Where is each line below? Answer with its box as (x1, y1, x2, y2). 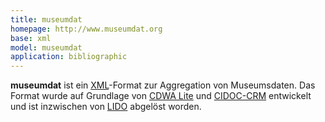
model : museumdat (10, 42, 83, 53)
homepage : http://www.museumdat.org (10, 24, 163, 34)
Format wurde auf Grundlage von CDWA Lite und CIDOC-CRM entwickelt (10, 90, 312, 102)
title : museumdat (10, 14, 83, 25)
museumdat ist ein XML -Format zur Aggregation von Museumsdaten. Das (10, 79, 316, 91)
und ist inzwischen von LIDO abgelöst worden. (10, 101, 202, 113)
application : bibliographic (10, 52, 128, 62)
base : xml (10, 33, 52, 43)
